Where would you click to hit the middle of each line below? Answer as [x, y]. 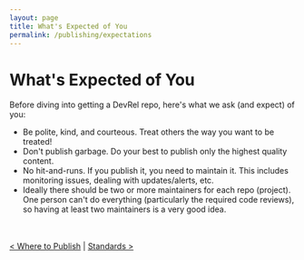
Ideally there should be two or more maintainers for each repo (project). [157, 190]
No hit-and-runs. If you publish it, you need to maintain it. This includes [155, 171]
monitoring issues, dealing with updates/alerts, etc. [118, 180]
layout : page [34, 18]
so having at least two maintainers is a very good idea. [124, 209]
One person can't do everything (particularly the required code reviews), [158, 200]
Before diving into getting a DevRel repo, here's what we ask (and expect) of [152, 105]
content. [38, 161]
